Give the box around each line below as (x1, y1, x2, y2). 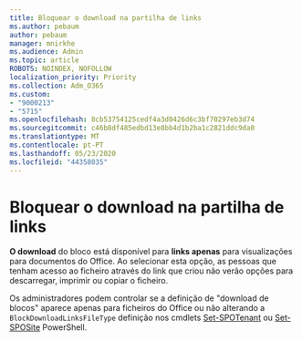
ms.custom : (9, 89, 51, 98)
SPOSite (9, 322, 41, 333)
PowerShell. (42, 322, 88, 333)
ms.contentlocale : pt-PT (9, 140, 104, 150)
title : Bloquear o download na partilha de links (9, 13, 203, 23)
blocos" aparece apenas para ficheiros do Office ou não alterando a (9, 303, 266, 314)
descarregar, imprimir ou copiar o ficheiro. (9, 275, 169, 286)
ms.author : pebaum (9, 22, 79, 31)
